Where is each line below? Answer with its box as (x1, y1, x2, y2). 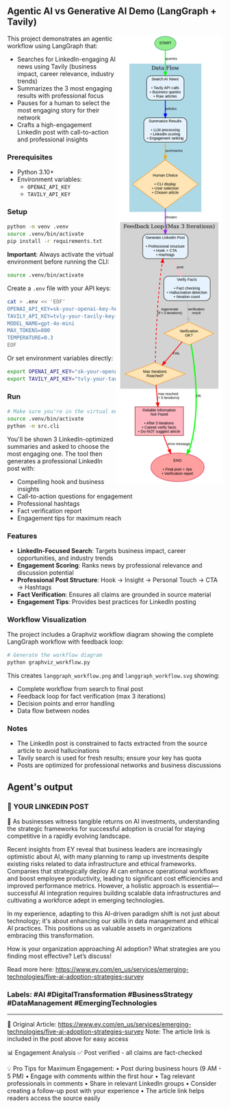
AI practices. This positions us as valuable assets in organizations (7, 924, 192, 933)
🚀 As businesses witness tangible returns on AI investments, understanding (7, 817, 220, 826)
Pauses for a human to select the (16, 99, 111, 107)
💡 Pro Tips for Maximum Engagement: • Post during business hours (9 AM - (7, 1064, 222, 1073)
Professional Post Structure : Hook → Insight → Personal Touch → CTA (16, 576, 218, 584)
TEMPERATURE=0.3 (7, 334, 53, 342)
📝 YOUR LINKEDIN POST (7, 802, 89, 811)
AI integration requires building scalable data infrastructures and (39, 889, 221, 898)
